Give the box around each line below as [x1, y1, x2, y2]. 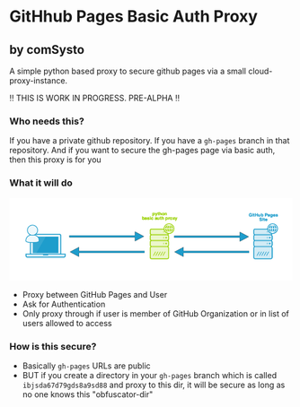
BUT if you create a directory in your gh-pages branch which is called [22, 370, 277, 381]
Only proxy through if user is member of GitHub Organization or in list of [22, 308, 290, 319]
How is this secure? [9, 341, 97, 353]
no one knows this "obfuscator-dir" [22, 389, 154, 400]
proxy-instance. [9, 75, 68, 86]
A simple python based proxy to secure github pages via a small [9, 65, 247, 76]
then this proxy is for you [9, 154, 101, 165]
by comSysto [9, 42, 85, 57]
